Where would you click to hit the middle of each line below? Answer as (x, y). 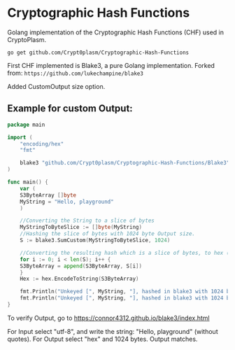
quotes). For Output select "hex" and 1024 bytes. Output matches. (102, 339)
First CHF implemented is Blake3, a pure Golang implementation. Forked (111, 65)
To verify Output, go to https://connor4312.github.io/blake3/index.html (108, 318)
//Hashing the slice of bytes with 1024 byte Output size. (108, 234)
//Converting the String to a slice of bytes (87, 221)
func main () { (28, 182)
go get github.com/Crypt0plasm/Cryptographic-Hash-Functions (98, 52)
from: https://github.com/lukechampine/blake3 (75, 73)
